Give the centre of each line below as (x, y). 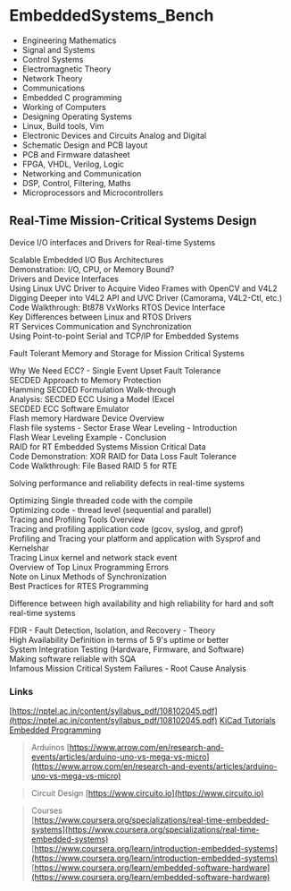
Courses (46, 810)
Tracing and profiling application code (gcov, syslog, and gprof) (126, 528)
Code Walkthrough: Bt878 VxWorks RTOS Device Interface (117, 307)
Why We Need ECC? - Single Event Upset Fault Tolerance (115, 370)
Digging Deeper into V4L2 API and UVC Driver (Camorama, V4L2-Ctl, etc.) (146, 297)
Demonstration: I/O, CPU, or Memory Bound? (92, 269)
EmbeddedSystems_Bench (112, 16)
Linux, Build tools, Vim (63, 125)
